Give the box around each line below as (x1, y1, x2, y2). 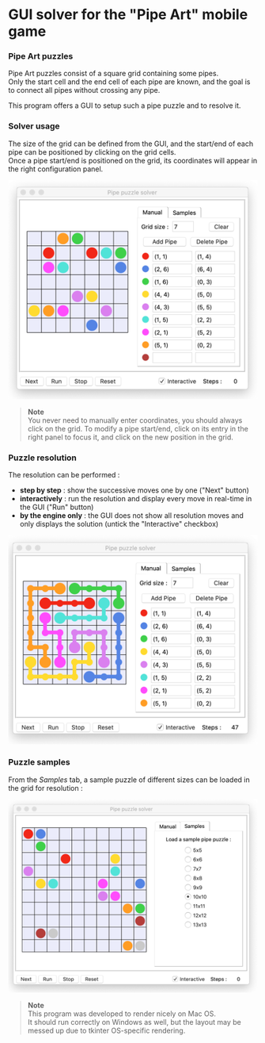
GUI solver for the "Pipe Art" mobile (8, 6, 248, 24)
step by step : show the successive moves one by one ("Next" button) (19, 485, 249, 495)
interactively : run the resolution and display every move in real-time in (19, 494, 252, 504)
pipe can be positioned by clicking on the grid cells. (8, 147, 176, 156)
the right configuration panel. (8, 164, 104, 174)
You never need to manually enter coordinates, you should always (27, 415, 243, 425)
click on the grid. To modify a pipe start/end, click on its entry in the (27, 424, 249, 433)
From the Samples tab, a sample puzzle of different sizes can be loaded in (8, 775, 251, 784)
